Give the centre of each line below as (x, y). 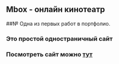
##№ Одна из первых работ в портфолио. (58, 23)
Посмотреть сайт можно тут (49, 54)
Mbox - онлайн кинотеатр (56, 10)
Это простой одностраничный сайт (59, 38)
